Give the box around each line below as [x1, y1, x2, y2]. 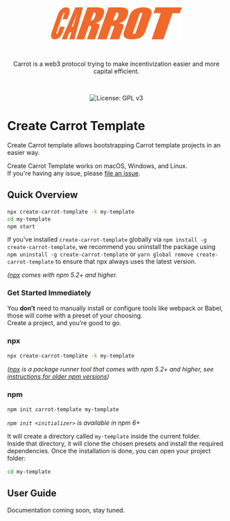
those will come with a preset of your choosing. [7, 311, 143, 320]
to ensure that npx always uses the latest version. [55, 257, 197, 266]
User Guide [7, 488, 57, 500]
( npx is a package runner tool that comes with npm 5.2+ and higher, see [7, 365, 214, 373]
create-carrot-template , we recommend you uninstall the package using [7, 243, 216, 251]
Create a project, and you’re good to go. [7, 318, 122, 327]
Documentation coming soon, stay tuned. [7, 506, 125, 514]
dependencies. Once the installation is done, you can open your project [7, 447, 211, 455]
